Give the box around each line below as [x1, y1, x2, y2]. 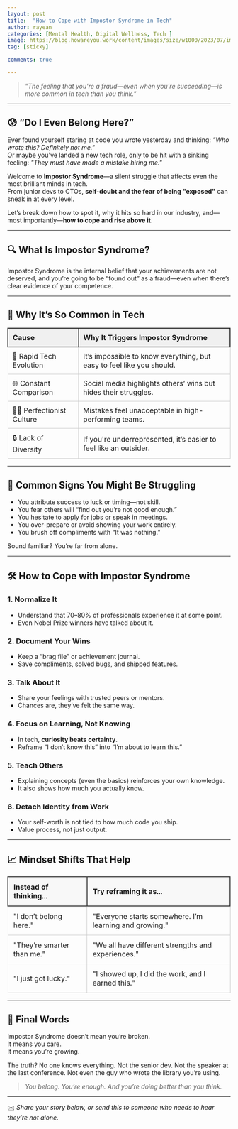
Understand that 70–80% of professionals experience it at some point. [17, 611, 223, 619]
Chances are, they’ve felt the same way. [17, 701, 135, 710]
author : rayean [7, 23, 52, 31]
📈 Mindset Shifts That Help [7, 853, 131, 866]
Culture [12, 415, 38, 425]
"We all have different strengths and [92, 940, 212, 950]
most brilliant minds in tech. [7, 179, 89, 188]
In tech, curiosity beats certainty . [17, 735, 118, 743]
